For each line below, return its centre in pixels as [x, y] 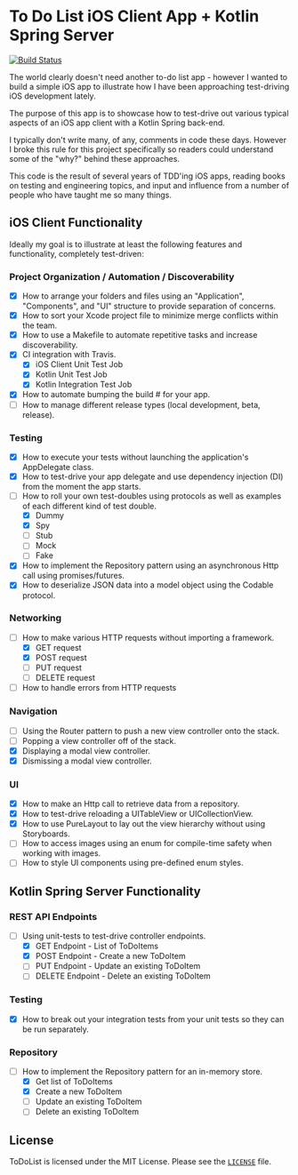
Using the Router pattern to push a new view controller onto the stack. [151, 731]
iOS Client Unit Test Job [79, 364]
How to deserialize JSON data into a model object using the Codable [148, 585]
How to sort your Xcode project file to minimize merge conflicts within [150, 316]
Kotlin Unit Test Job [71, 374]
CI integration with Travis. [69, 355]
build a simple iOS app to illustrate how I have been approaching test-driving [149, 86]
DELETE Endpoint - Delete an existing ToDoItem [123, 976]
